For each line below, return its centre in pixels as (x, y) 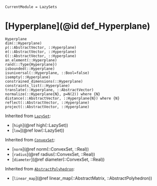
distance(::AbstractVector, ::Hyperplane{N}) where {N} (62, 98)
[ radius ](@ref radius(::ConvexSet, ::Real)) (53, 154)
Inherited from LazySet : (28, 116)
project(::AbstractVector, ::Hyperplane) (47, 107)
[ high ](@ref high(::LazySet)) (40, 125)
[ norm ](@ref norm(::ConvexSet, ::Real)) (50, 149)
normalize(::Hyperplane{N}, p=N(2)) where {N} (53, 94)
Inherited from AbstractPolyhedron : (40, 169)
